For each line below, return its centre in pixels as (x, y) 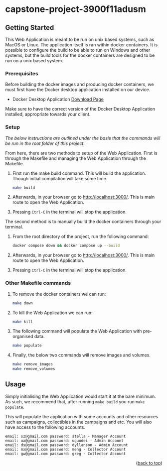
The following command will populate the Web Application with (77, 331)
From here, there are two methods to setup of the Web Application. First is (81, 153)
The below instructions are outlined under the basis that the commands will (83, 138)
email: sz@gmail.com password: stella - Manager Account (66, 436)
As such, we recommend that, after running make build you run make (75, 401)
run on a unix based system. (34, 60)
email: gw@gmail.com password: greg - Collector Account (66, 454)
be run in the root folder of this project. (45, 143)
